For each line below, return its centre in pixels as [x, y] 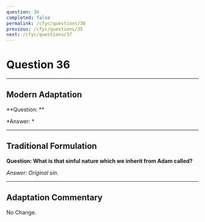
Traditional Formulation [52, 146]
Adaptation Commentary [54, 198]
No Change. [21, 212]
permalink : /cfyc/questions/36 [46, 23]
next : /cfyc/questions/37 [39, 35]
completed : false [28, 18]
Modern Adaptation [44, 95]
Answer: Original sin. [33, 173]
